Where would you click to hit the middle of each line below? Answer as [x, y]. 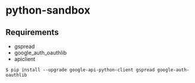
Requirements [32, 32]
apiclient [25, 59]
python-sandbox [48, 10]
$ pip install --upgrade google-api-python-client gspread [80, 70]
